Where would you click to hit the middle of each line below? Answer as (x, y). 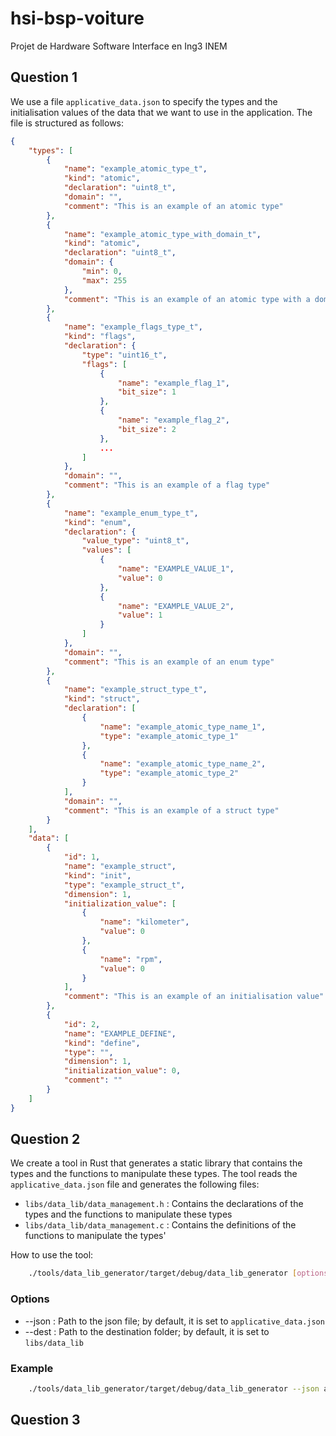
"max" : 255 (104, 280)
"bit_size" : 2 (147, 429)
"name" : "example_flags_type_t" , (133, 327)
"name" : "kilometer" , (144, 922)
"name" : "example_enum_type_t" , (131, 513)
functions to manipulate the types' (95, 1236)
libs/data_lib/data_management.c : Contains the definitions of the (160, 1225)
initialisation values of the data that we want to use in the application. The (161, 112)
